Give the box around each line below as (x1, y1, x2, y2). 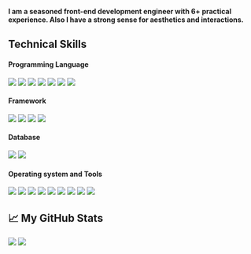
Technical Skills (8, 38, 87, 51)
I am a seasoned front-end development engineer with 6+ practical (8, 7, 232, 16)
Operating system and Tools (8, 169, 102, 179)
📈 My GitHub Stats (8, 212, 104, 225)
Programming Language (8, 59, 89, 69)
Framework (8, 96, 46, 105)
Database (8, 133, 41, 142)
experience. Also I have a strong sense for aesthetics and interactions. (8, 15, 244, 24)
